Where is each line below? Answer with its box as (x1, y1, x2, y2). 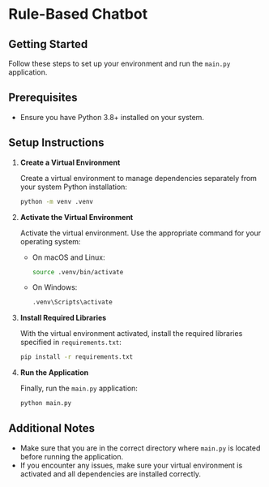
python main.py (19, 399, 72, 407)
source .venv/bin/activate (32, 268, 124, 276)
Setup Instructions (8, 136, 105, 150)
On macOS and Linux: (32, 252, 105, 262)
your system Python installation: (19, 182, 128, 192)
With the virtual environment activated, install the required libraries (19, 329, 243, 338)
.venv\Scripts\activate (32, 298, 113, 307)
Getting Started (8, 37, 88, 51)
